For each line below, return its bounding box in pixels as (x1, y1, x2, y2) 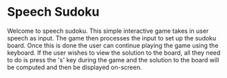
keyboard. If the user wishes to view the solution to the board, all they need (7, 49, 221, 57)
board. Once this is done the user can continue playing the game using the (7, 41, 219, 49)
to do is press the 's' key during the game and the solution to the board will (7, 55, 219, 64)
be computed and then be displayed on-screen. (7, 63, 142, 71)
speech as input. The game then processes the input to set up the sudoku (7, 34, 217, 42)
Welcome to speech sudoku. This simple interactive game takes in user (7, 27, 209, 35)
